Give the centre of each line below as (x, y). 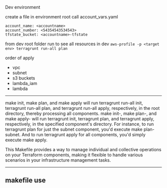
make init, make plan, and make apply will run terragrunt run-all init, (74, 103)
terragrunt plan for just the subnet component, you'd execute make (74, 129)
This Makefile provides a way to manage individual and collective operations (83, 149)
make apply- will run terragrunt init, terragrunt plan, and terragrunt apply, (80, 119)
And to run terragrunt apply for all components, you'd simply (83, 135)
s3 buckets (24, 78)
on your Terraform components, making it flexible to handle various (74, 155)
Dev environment (23, 7)
